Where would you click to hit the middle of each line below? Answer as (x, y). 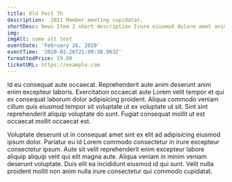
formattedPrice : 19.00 (40, 59)
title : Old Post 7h (35, 13)
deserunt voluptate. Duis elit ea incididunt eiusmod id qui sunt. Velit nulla (110, 163)
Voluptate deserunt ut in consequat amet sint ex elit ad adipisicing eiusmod (114, 134)
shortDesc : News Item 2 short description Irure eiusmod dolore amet (109, 26)
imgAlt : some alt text (40, 39)
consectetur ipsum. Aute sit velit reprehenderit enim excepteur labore (106, 149)
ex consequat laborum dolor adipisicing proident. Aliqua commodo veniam (113, 99)
